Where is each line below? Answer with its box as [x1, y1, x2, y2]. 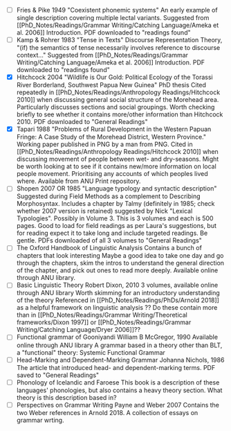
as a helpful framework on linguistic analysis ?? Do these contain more [16, 304, 218, 312]
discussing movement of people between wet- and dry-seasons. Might [16, 155, 219, 164]
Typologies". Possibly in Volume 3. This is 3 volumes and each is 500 [16, 214, 214, 222]
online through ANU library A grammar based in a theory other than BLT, [16, 341, 223, 349]
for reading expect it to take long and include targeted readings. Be [16, 229, 208, 238]
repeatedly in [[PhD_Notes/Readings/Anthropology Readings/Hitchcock [16, 88, 221, 96]
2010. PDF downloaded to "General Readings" [16, 118, 148, 126]
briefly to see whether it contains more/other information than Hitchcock [16, 110, 223, 118]
